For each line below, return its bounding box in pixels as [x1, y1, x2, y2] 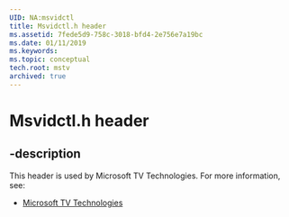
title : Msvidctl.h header [9, 22, 106, 31]
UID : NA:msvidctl [9, 13, 75, 23]
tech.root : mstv [9, 64, 70, 73]
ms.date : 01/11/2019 [9, 38, 87, 48]
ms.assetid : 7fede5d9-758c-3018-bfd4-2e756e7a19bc [9, 30, 203, 39]
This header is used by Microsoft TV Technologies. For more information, [9, 170, 281, 181]
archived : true [9, 72, 67, 81]
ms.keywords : [9, 47, 59, 56]
